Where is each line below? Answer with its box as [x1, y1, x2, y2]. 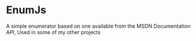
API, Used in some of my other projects [6, 28, 101, 35]
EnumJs [6, 3, 47, 17]
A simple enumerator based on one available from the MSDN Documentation [6, 23, 191, 29]
